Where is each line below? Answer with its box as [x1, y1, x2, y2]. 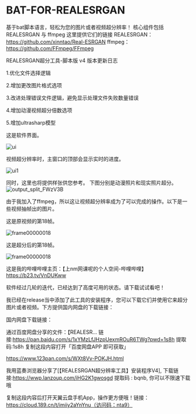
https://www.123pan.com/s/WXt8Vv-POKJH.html [6, 355, 124, 362]
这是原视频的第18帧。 [6, 217, 58, 224]
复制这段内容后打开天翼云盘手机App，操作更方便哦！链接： [6, 394, 149, 401]
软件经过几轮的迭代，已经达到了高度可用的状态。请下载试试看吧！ [6, 283, 165, 290]
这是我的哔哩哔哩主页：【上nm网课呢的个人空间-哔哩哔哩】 [6, 265, 147, 272]
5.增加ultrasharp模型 [6, 119, 56, 126]
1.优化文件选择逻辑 [6, 69, 51, 76]
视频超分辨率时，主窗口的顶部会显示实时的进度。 [6, 155, 124, 162]
